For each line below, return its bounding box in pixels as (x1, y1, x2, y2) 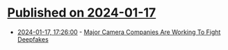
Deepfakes (17, 35, 49, 43)
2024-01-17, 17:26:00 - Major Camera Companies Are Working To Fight (17, 28, 221, 36)
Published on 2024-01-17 (7, 5, 156, 21)
